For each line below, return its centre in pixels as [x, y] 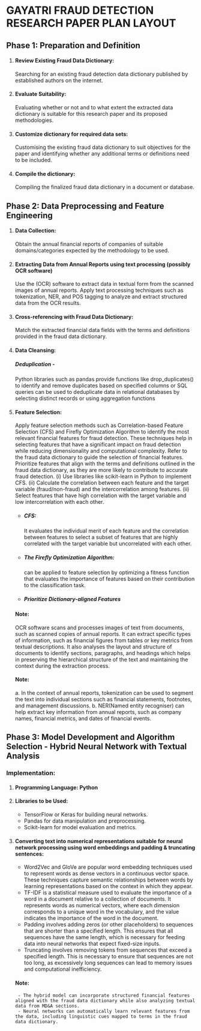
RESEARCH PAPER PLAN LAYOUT [91, 23]
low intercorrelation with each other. [59, 502]
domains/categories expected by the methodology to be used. [92, 250]
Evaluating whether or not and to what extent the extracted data [94, 107]
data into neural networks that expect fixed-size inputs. [92, 944]
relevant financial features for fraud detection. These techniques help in [103, 438]
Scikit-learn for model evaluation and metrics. [80, 827]
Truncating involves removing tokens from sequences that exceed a [108, 950]
